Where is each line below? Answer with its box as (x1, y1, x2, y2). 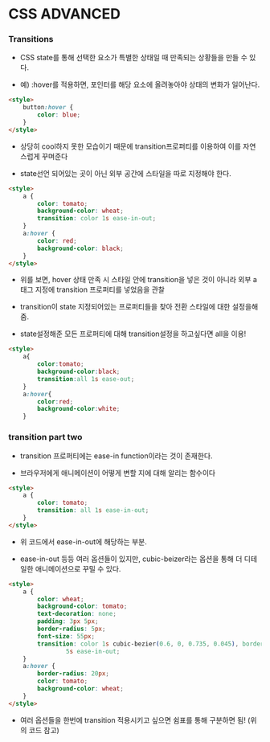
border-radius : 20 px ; (37, 670, 110, 678)
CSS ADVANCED (8, 5, 121, 23)
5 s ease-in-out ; (65, 647, 121, 655)
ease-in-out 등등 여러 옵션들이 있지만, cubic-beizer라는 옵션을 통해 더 (19, 554, 243, 564)
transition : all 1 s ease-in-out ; (37, 506, 149, 514)
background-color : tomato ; (37, 602, 128, 611)
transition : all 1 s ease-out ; (37, 375, 135, 383)
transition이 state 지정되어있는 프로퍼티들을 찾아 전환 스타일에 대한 (19, 302, 231, 312)
